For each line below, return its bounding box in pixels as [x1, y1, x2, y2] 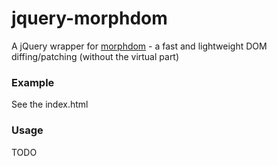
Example [11, 75, 55, 89]
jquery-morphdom [11, 7, 168, 30]
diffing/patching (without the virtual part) [11, 50, 180, 62]
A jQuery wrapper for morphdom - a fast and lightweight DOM [11, 40, 268, 52]
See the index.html [11, 98, 89, 111]
